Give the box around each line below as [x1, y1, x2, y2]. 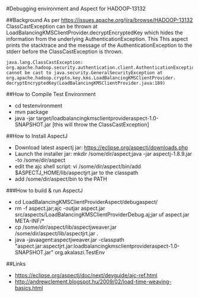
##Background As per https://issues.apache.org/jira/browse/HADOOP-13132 [6, 17, 193, 23]
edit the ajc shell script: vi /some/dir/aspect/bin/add [14, 163, 141, 170]
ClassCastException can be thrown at [6, 23, 98, 30]
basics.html [14, 285, 43, 291]
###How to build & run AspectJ [6, 187, 83, 194]
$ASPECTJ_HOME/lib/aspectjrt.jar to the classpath [14, 169, 139, 176]
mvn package [14, 108, 49, 115]
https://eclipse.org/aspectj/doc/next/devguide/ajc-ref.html [14, 272, 158, 279]
